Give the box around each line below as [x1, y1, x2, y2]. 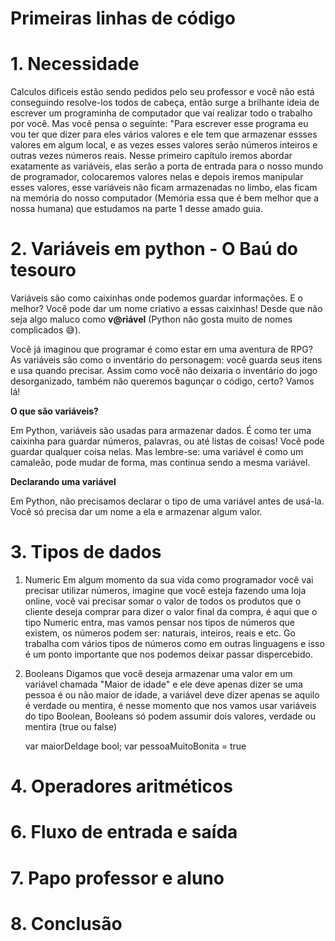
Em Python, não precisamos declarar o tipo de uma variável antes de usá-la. [10, 495, 325, 507]
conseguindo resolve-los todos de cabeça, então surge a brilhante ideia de [10, 97, 320, 109]
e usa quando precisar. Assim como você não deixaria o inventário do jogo [10, 365, 318, 377]
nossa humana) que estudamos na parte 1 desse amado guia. [10, 203, 263, 215]
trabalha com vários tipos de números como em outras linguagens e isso [24, 638, 325, 649]
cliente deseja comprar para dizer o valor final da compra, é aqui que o [24, 606, 318, 617]
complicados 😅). [10, 324, 82, 336]
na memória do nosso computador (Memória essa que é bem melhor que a [10, 192, 320, 204]
